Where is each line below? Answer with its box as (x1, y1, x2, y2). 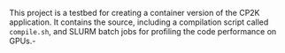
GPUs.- (9, 35, 36, 46)
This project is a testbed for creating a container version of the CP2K (9, 8, 260, 18)
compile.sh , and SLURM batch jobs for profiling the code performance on (9, 26, 277, 36)
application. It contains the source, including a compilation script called (9, 17, 269, 27)
